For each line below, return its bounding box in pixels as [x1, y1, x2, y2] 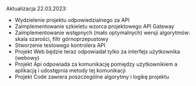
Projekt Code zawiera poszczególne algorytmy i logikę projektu [14, 74, 169, 80]
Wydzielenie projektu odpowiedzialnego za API [14, 17, 130, 23]
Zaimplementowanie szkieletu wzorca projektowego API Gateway [14, 23, 175, 30]
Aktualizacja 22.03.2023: [6, 5, 68, 12]
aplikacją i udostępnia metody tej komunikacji [14, 67, 126, 74]
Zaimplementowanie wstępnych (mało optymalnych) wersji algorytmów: [14, 29, 191, 36]
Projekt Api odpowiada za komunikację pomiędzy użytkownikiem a [14, 60, 178, 68]
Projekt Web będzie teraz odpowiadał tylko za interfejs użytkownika [14, 48, 181, 55]
